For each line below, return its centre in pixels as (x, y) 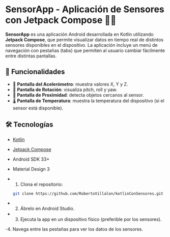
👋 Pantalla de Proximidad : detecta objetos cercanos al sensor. (78, 95)
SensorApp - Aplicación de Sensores (85, 9)
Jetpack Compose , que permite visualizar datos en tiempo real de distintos (84, 40)
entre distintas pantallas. (31, 56)
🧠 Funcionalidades (35, 72)
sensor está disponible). (38, 108)
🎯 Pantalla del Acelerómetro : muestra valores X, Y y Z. (70, 84)
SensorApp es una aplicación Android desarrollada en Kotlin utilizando (79, 34)
